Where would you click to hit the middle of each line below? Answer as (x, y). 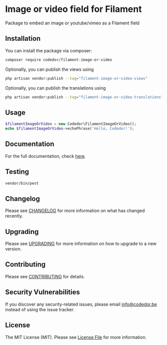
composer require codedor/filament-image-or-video (59, 60)
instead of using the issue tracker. (40, 309)
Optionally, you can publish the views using (49, 69)
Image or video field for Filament (74, 9)
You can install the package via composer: (48, 50)
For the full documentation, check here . (45, 156)
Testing (17, 172)
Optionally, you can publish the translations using (55, 88)
